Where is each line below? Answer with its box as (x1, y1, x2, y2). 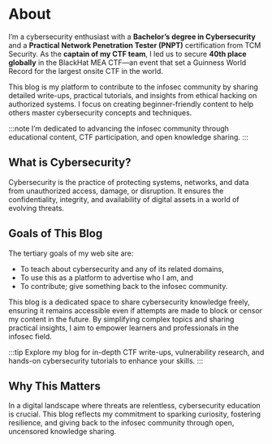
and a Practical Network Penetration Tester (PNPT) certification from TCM (8, 40, 261, 50)
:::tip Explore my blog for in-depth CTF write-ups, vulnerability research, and (8, 347, 265, 357)
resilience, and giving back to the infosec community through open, (8, 418, 235, 428)
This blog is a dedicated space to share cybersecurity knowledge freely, (8, 297, 250, 307)
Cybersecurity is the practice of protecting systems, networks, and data (8, 177, 249, 187)
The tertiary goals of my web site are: (8, 248, 134, 258)
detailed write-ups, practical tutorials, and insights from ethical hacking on (8, 90, 257, 100)
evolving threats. (8, 203, 65, 213)
